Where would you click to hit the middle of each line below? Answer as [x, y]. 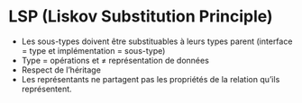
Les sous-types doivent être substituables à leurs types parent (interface [157, 41]
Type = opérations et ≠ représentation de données [115, 60]
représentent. [47, 89]
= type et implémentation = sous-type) [93, 50]
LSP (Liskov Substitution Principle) [141, 17]
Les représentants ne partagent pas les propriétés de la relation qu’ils [151, 79]
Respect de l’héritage [61, 70]
